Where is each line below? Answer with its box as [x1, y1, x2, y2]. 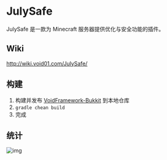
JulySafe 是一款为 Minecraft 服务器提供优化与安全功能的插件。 [6, 25, 165, 32]
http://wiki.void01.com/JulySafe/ [6, 59, 87, 67]
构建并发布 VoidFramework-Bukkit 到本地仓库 [15, 96, 130, 104]
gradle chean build [15, 104, 65, 111]
